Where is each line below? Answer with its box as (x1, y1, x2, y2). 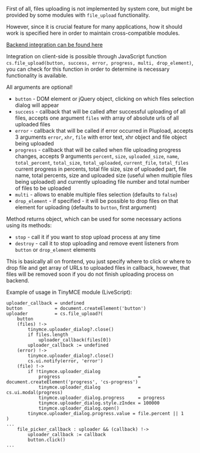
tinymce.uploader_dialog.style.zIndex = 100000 (38, 400, 160, 406)
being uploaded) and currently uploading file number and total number (14, 178, 190, 185)
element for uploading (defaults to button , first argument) (14, 204, 157, 211)
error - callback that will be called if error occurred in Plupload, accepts (14, 127, 194, 134)
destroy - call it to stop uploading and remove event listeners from (14, 240, 179, 247)
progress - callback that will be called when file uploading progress (14, 147, 181, 153)
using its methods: (6, 222, 52, 229)
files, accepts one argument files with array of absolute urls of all (14, 114, 179, 121)
